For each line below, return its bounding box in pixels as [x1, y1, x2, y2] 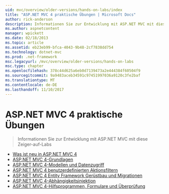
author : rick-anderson [5, 17, 53, 22]
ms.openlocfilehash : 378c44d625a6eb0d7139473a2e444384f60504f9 [5, 69, 141, 74]
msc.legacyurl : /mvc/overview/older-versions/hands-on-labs [5, 59, 134, 64]
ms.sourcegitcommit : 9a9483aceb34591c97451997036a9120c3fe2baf [5, 73, 141, 78]
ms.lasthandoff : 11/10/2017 [5, 87, 64, 92]
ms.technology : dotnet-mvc [5, 49, 62, 54]
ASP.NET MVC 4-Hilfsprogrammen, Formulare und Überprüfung [12, 183, 146, 189]
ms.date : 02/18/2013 [5, 36, 49, 41]
